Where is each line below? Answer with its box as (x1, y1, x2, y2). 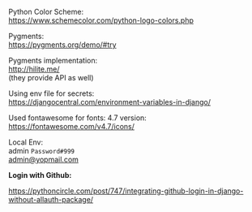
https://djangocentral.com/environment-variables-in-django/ (8, 97, 211, 106)
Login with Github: (8, 171, 72, 180)
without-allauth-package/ (8, 195, 94, 204)
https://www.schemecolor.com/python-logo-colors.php (8, 15, 194, 25)
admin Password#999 (8, 146, 75, 155)
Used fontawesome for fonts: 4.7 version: (8, 113, 147, 123)
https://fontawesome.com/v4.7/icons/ (8, 122, 135, 131)
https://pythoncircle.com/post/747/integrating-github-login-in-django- (8, 186, 244, 196)
